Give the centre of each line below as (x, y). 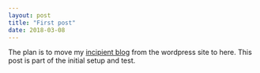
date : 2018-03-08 (37, 30)
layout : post (30, 15)
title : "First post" (42, 23)
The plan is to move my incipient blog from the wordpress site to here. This (130, 53)
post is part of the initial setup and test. (72, 60)
